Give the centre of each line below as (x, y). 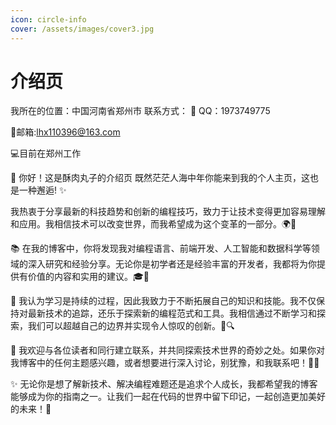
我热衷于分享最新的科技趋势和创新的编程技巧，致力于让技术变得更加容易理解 (168, 212)
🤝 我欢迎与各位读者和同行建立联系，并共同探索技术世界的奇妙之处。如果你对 (168, 350)
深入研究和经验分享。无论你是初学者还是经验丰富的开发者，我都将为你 (172, 264)
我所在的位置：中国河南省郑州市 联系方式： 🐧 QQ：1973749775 (140, 111)
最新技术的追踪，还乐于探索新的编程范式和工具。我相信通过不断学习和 (172, 313)
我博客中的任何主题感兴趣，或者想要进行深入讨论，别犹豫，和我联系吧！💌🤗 (165, 363)
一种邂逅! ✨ (42, 190)
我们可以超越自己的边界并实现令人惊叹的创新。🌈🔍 (131, 326)
